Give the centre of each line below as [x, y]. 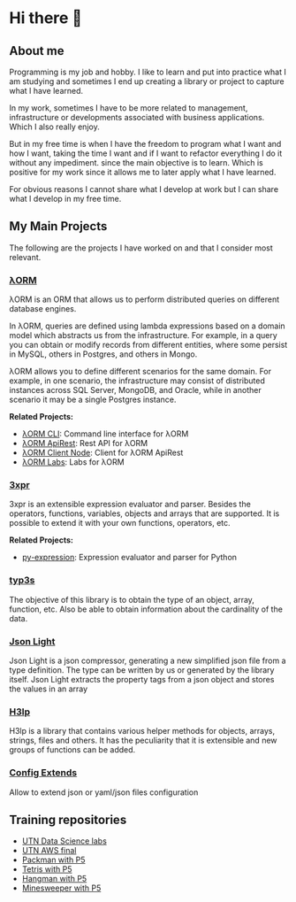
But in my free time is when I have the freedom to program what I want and [145, 144]
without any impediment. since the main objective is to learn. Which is [136, 162]
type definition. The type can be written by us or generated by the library [142, 670]
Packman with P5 [53, 860]
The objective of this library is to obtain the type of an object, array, [132, 599]
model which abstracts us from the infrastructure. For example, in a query [144, 335]
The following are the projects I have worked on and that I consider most [141, 248]
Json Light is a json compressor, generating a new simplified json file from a [148, 660]
